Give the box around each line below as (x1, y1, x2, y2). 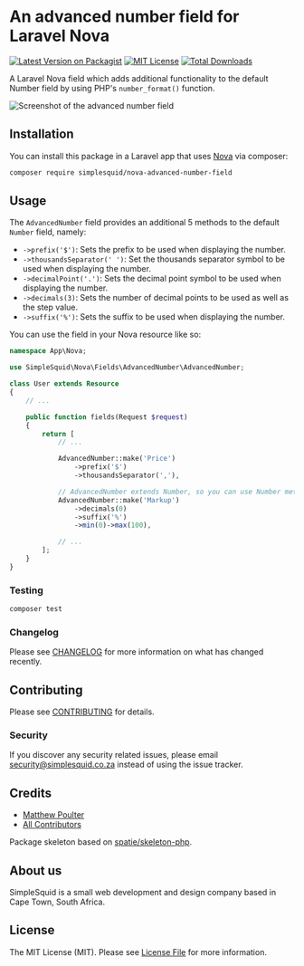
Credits (9, 785, 52, 800)
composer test (9, 605, 63, 614)
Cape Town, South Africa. (9, 896, 106, 907)
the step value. (22, 301, 79, 313)
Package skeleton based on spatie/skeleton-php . (9, 837, 193, 847)
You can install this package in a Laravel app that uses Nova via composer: (9, 150, 289, 161)
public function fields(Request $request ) (25, 412, 188, 422)
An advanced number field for (9, 6, 240, 27)
